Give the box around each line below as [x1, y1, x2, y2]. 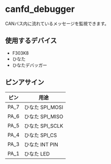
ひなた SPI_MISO [24, 113, 63, 120]
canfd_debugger [5, 3, 75, 15]
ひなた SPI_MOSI [24, 103, 63, 110]
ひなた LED [24, 150, 50, 157]
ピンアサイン [5, 78, 44, 86]
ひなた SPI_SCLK [24, 122, 63, 129]
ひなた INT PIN [24, 141, 58, 148]
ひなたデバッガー [12, 62, 47, 68]
